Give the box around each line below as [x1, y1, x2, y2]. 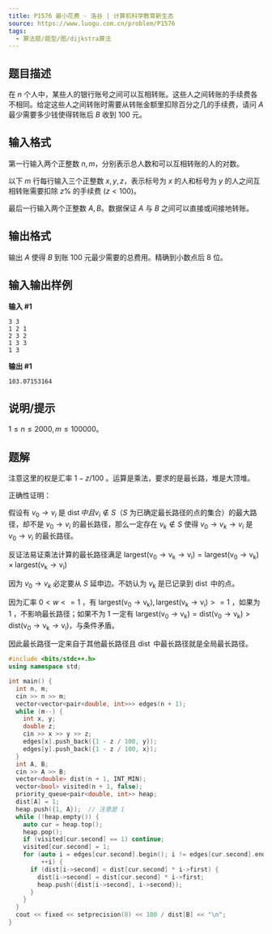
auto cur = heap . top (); [23, 820, 104, 829]
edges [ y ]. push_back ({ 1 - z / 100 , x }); [23, 744, 158, 753]
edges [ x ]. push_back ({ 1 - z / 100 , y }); [23, 738, 158, 746]
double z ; [23, 723, 57, 731]
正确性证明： [8, 491, 51, 501]
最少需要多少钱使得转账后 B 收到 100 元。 [8, 110, 147, 120]
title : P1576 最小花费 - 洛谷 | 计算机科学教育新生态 [8, 11, 174, 20]
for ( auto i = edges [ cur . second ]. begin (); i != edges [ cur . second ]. [23, 851, 255, 859]
